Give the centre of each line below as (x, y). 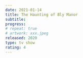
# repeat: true (21, 29)
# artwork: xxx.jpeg (27, 33)
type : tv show (20, 43)
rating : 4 (16, 47)
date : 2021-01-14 (24, 10)
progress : (16, 24)
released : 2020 (21, 38)
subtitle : (16, 19)
